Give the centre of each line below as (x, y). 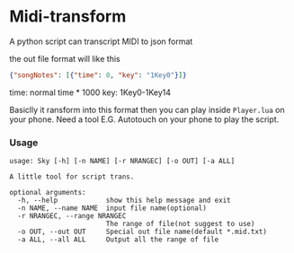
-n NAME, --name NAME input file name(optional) (112, 208)
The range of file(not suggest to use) (180, 224)
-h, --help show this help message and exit (124, 201)
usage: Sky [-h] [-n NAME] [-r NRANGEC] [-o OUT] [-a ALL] (122, 161)
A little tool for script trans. (72, 177)
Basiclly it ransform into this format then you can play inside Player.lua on (147, 109)
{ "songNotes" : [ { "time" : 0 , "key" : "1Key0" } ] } (98, 75)
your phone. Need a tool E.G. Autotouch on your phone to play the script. (144, 119)
